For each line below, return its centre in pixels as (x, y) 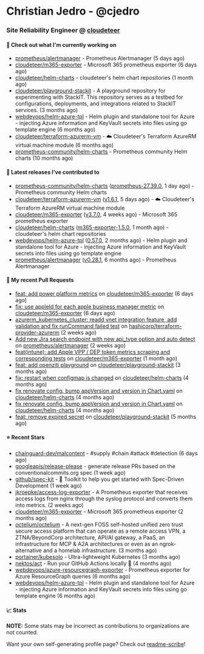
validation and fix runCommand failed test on (71, 326)
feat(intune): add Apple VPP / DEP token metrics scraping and (93, 352)
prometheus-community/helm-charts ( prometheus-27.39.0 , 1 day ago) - (104, 186)
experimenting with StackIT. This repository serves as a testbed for (99, 97)
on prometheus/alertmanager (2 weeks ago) (70, 345)
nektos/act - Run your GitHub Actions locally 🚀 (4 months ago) (93, 563)
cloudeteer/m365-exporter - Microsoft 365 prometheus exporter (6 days (106, 65)
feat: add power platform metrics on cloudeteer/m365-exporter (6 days (104, 293)
